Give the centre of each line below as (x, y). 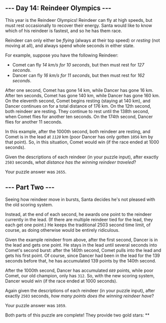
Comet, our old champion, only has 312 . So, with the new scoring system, (80, 275)
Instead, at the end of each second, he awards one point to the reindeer (79, 214)
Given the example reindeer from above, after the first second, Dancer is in (82, 240)
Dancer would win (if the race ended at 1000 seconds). (61, 281)
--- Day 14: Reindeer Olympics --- (58, 8)
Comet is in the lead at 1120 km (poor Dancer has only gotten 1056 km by (79, 136)
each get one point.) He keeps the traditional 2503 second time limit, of (78, 225)
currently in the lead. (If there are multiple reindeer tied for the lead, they (79, 219)
